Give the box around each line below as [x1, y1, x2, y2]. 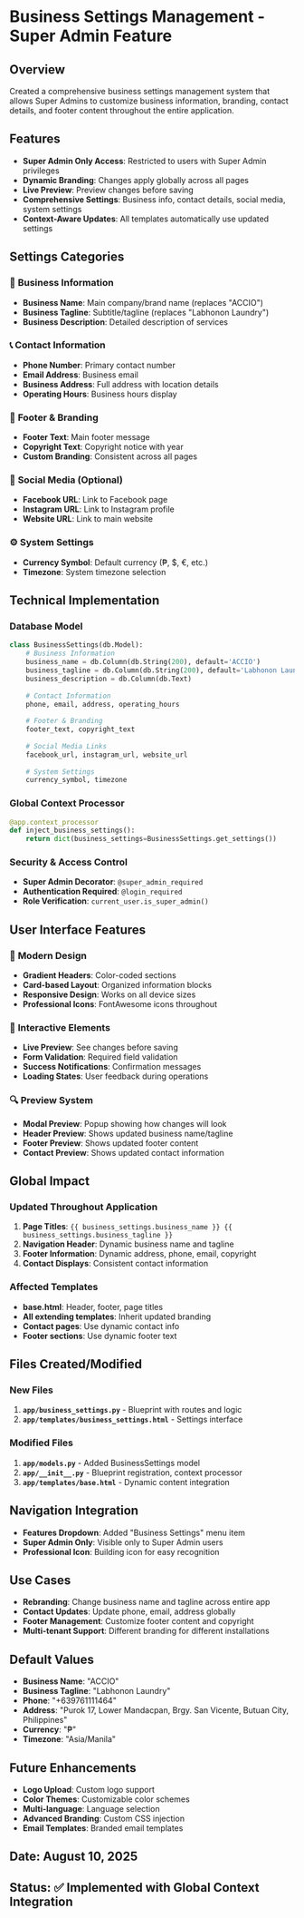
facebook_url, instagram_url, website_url [25, 750, 188, 759]
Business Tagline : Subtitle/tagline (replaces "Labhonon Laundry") [22, 307, 270, 318]
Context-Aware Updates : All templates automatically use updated [22, 213, 270, 224]
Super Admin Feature [9, 25, 173, 46]
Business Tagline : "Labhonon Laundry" [22, 1686, 171, 1697]
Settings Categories [9, 250, 125, 265]
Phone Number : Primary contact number [22, 359, 176, 370]
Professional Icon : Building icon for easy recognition [22, 1546, 220, 1557]
